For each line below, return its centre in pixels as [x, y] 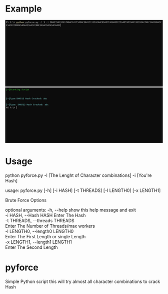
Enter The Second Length [32, 247]
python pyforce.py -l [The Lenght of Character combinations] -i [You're [78, 175]
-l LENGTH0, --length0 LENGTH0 [39, 231]
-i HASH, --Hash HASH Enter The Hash [45, 215]
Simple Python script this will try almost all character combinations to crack [83, 281]
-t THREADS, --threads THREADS [40, 221]
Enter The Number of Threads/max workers [50, 226]
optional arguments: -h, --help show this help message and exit [70, 210]
